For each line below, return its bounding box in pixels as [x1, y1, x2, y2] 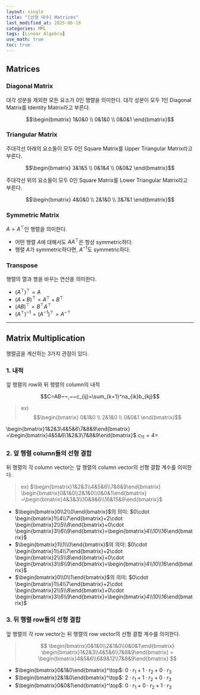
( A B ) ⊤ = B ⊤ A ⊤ [14, 302, 52, 310]
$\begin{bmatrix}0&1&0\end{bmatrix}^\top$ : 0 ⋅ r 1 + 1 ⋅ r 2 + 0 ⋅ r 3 [14, 666, 172, 675]
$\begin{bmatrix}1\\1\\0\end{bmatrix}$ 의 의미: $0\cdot [14, 541, 148, 548]
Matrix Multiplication [6, 333, 85, 344]
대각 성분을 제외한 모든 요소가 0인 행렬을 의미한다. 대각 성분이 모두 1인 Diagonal [6, 96, 192, 103]
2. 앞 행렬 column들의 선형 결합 [6, 449, 92, 457]
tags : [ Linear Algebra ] [6, 31, 65, 37]
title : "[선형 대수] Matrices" [6, 14, 79, 20]
